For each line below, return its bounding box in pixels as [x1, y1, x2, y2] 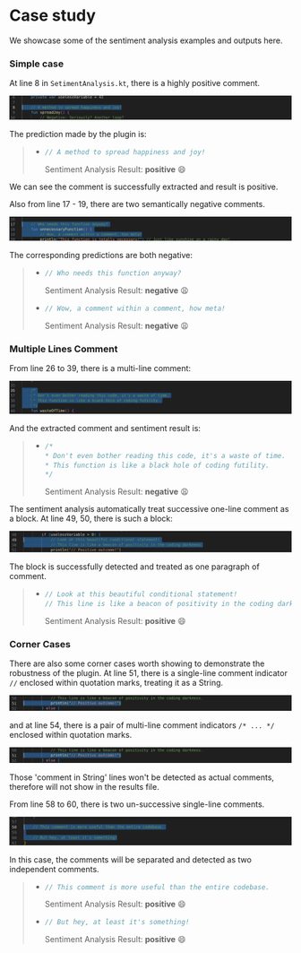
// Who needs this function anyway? [44, 269, 182, 278]
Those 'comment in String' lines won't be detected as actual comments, [9, 772, 275, 783]
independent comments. [9, 863, 100, 874]
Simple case [9, 57, 64, 70]
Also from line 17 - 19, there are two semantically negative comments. [9, 198, 266, 209]
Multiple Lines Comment [9, 342, 118, 355]
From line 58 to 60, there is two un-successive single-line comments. [9, 799, 265, 810]
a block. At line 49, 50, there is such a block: [9, 513, 173, 524]
